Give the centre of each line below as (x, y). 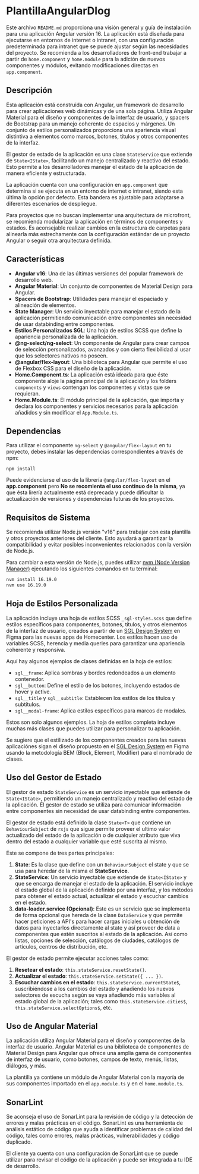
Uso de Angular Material (52, 1026)
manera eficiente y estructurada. (46, 173)
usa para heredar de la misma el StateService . (72, 871)
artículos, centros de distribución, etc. (61, 946)
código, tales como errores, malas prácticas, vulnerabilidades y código (93, 1136)
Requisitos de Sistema (48, 518)
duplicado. (19, 1142)
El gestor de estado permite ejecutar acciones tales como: (78, 958)
